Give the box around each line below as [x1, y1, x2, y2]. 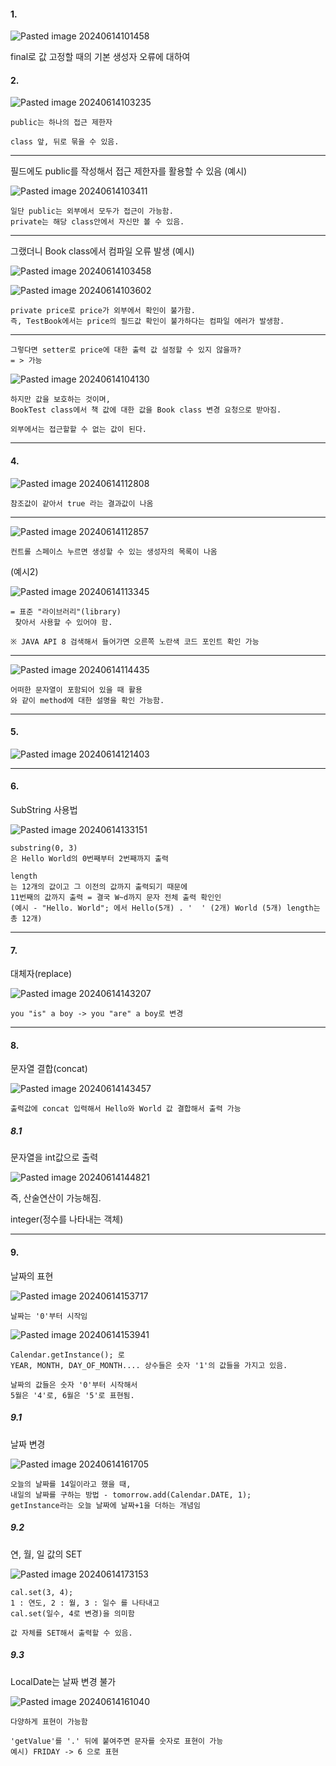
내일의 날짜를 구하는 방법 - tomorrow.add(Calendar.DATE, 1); [10, 1490, 252, 1500]
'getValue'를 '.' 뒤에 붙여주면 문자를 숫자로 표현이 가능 [10, 1736, 224, 1746]
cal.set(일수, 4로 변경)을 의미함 [10, 1608, 135, 1619]
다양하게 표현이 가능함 [10, 1716, 88, 1727]
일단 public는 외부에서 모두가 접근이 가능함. [10, 206, 174, 217]
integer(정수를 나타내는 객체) [10, 1213, 124, 1225]
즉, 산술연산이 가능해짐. [10, 1192, 102, 1204]
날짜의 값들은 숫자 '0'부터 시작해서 [10, 1380, 138, 1390]
